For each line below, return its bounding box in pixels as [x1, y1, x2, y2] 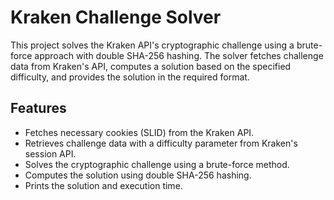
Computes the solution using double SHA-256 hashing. [24, 169, 252, 181]
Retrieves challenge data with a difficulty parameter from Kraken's [24, 137, 298, 149]
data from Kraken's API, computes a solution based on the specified [10, 60, 292, 72]
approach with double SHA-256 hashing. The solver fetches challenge [34, 49, 324, 61]
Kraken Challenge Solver [10, 6, 222, 29]
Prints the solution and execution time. [24, 179, 183, 191]
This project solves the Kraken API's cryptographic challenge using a [10, 39, 295, 51]
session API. [24, 147, 77, 160]
